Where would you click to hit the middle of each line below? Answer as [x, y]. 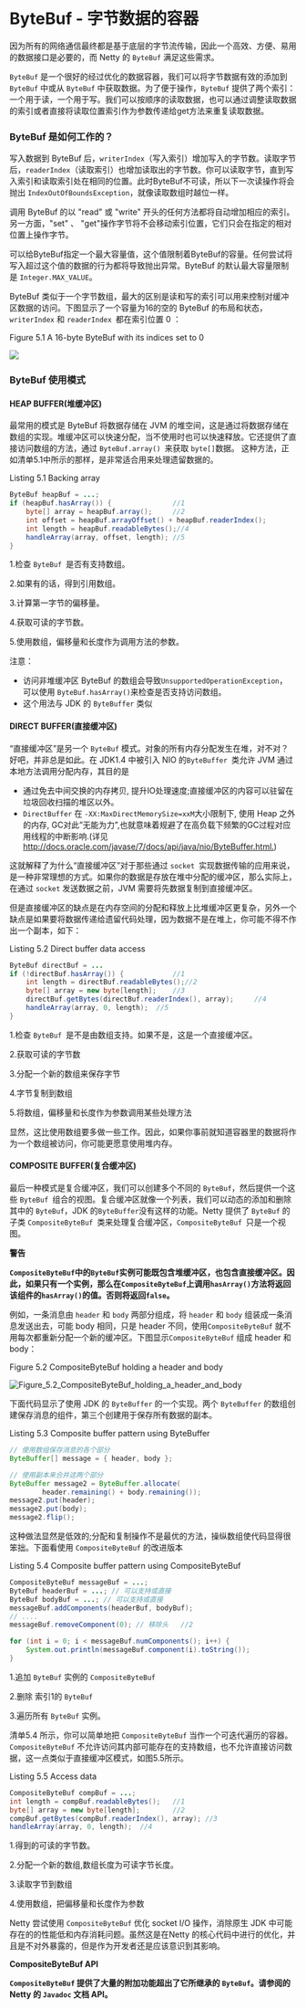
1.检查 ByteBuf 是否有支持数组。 [70, 564]
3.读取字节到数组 [41, 1884]
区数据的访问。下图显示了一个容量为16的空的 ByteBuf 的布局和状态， [138, 308]
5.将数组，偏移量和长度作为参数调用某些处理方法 [101, 1112]
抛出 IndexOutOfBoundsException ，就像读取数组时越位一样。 [122, 193]
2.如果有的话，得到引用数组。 [65, 584]
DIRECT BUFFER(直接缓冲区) [63, 726]
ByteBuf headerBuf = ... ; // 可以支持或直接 [90, 1591]
